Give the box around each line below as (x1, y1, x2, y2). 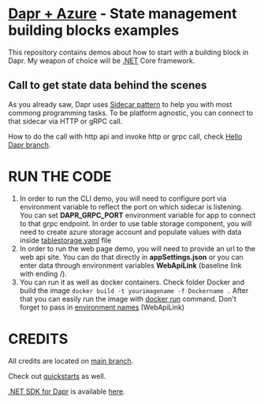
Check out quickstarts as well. (8, 371, 106, 380)
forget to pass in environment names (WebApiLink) (19, 302, 185, 312)
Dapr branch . (8, 139, 51, 150)
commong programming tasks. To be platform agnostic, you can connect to (8, 108, 254, 117)
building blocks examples (8, 21, 180, 39)
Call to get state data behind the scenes (8, 79, 207, 92)
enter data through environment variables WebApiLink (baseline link (19, 261, 242, 270)
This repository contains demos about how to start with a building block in (8, 47, 249, 57)
